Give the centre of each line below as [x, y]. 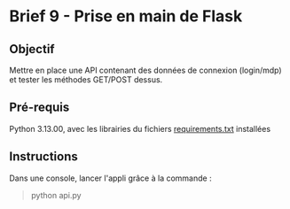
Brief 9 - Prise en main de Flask [126, 16]
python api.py [56, 195]
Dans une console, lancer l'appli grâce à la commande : [110, 178]
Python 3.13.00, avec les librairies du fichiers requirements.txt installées [140, 128]
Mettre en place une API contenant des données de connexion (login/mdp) [145, 70]
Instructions [43, 157]
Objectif [32, 49]
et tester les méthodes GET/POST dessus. [86, 80]
